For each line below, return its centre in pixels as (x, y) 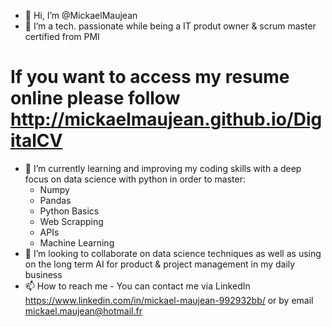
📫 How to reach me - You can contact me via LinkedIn (137, 286)
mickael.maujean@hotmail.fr (83, 311)
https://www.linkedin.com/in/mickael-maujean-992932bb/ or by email (169, 300)
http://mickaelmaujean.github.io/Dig (166, 119)
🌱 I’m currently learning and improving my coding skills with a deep (163, 168)
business (43, 274)
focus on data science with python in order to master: (135, 179)
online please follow (95, 98)
